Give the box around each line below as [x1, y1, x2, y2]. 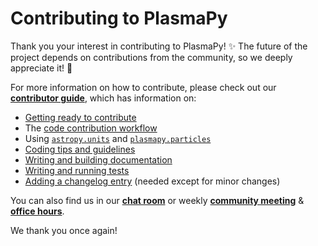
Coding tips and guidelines [24, 143, 136, 155]
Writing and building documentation [24, 153, 173, 166]
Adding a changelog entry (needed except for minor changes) [24, 175, 281, 187]
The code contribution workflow [24, 122, 158, 134]
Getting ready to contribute [24, 111, 137, 123]
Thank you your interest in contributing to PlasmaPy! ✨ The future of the [10, 40, 308, 52]
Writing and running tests [24, 164, 130, 176]
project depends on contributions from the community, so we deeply [10, 51, 293, 63]
